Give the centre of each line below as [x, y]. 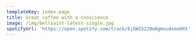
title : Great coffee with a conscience [57, 17]
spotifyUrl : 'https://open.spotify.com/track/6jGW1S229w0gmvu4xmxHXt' [99, 29]
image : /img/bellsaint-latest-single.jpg [60, 23]
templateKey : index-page [38, 12]
